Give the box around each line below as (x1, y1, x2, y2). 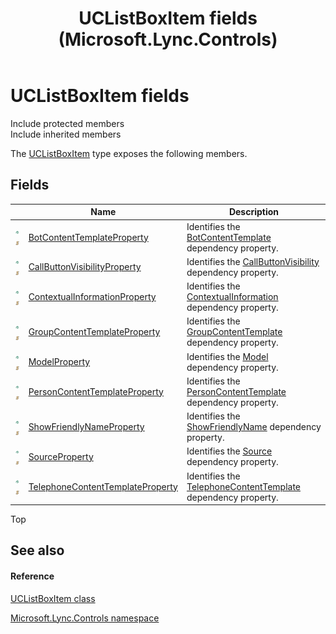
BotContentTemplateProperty (28, 231, 149, 243)
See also (10, 542, 65, 559)
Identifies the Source (186, 445, 273, 457)
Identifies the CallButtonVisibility (186, 255, 320, 267)
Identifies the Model (186, 350, 269, 362)
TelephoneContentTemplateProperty (28, 480, 178, 492)
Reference (10, 570, 55, 582)
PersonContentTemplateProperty (28, 385, 164, 397)
